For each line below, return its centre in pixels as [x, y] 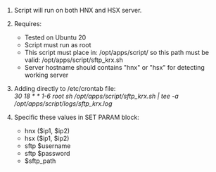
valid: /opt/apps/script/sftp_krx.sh [74, 60]
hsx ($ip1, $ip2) [47, 138]
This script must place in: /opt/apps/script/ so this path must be [117, 53]
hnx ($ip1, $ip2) [47, 131]
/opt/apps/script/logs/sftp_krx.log [63, 104]
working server [46, 75]
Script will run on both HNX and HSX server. [78, 10]
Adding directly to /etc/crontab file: [65, 88]
